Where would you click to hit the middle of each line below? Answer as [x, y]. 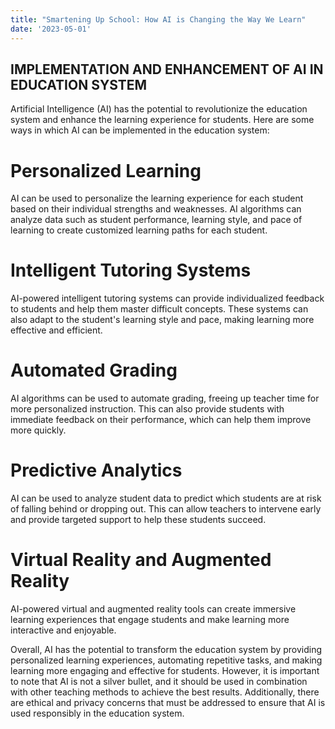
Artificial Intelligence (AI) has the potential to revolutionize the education [159, 109]
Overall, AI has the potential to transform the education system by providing [166, 649]
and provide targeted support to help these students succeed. [138, 520]
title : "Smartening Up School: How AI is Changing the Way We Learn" [158, 19]
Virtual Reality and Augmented [141, 560]
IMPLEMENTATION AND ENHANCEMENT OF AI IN [167, 69]
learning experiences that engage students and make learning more [150, 619]
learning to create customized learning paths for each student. [139, 230]
